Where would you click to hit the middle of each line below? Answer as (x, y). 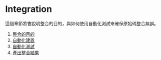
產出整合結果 (25, 53)
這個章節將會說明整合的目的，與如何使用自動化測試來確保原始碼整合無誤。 (82, 23)
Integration (29, 9)
